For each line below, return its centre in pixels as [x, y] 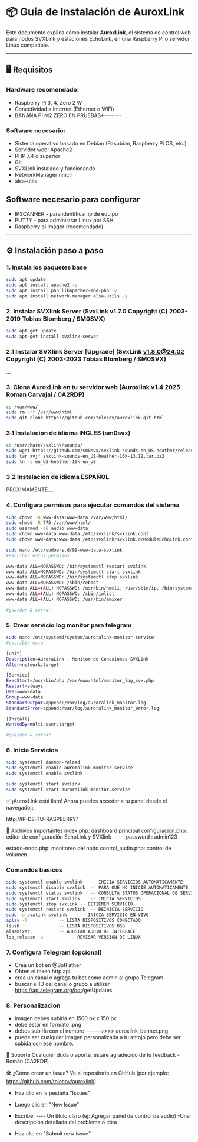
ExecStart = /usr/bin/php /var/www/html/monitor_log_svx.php [80, 681]
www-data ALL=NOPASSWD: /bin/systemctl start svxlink [74, 572]
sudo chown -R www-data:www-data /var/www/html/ [67, 517]
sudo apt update [26, 280]
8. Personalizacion [33, 1005]
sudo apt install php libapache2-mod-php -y [62, 291]
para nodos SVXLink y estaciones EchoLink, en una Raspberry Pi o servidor [98, 38]
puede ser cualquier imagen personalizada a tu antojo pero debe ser [98, 1037]
